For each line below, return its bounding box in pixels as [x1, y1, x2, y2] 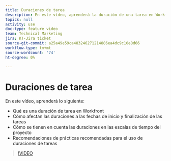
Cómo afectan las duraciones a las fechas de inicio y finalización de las [12, 113, 163, 120]
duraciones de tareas [12, 141, 58, 147]
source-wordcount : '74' [5, 50, 56, 55]
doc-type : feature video [5, 26, 58, 32]
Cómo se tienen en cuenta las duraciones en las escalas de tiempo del [12, 124, 161, 130]
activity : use [5, 21, 36, 27]
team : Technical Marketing [5, 31, 63, 36]
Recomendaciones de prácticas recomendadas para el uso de [12, 135, 143, 141]
